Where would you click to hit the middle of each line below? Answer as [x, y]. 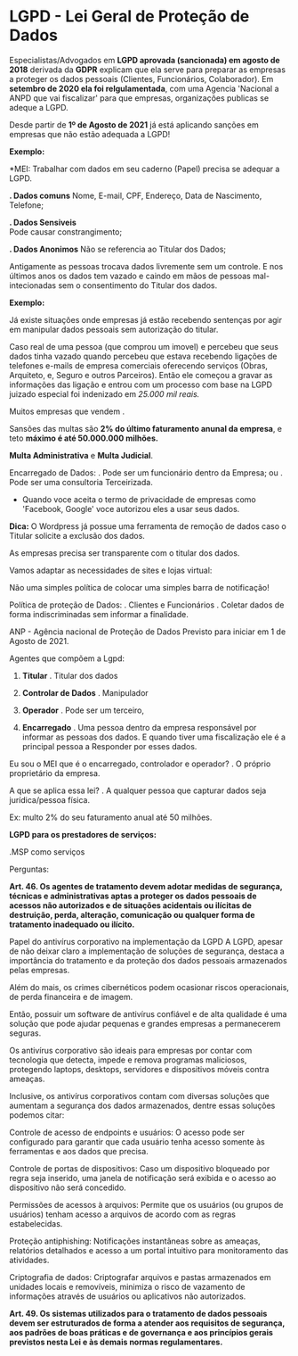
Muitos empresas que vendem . [67, 411]
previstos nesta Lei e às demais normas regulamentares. [116, 1342]
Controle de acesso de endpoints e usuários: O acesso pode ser [127, 1132]
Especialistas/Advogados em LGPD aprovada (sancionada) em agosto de [145, 60]
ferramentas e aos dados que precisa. [79, 1151]
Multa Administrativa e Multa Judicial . [81, 455]
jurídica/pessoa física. [50, 799]
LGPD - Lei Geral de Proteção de [129, 17]
